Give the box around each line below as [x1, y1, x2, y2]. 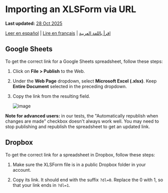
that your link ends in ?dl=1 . [12, 182, 70, 188]
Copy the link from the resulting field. [12, 93, 90, 99]
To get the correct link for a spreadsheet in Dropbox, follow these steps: [5, 151, 155, 158]
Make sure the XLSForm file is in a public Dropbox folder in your [12, 161, 146, 168]
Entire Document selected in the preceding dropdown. [12, 83, 128, 89]
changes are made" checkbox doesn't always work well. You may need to [5, 118, 159, 124]
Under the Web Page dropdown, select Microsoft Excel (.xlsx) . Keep [12, 78, 157, 84]
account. [12, 167, 31, 173]
